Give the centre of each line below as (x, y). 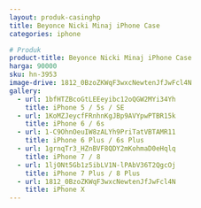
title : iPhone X (55, 190)
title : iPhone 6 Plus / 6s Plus (85, 141)
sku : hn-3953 (33, 75)
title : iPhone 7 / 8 (63, 157)
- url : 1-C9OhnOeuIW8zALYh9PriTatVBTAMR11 (97, 132)
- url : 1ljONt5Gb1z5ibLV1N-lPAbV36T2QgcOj (97, 165)
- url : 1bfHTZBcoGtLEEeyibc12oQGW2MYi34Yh (97, 99)
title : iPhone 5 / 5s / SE (75, 107)
